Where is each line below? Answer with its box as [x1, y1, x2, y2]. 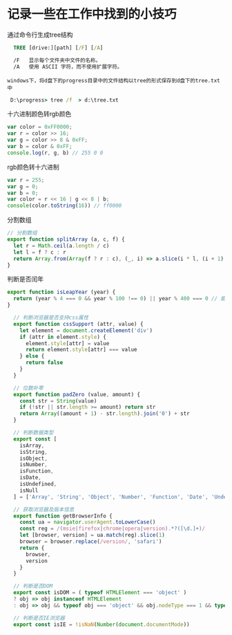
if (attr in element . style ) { [19, 333, 107, 340]
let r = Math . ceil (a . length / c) [13, 242, 110, 249]
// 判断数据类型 [13, 430, 54, 436]
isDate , [19, 475, 41, 481]
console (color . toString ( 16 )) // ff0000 [7, 202, 122, 210]
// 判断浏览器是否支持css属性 [13, 314, 89, 322]
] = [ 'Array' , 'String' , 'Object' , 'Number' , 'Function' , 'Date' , [13, 493, 209, 500]
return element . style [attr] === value [25, 347, 137, 353]
